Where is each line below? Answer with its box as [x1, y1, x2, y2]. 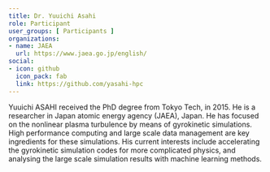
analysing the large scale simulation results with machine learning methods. [8, 153, 263, 163]
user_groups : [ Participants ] [8, 27, 115, 35]
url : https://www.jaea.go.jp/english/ [15, 49, 148, 58]
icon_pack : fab [15, 72, 67, 80]
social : [8, 58, 35, 66]
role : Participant [8, 19, 71, 28]
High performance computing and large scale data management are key [8, 127, 250, 138]
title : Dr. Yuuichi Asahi [8, 11, 96, 20]
